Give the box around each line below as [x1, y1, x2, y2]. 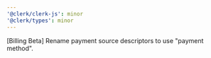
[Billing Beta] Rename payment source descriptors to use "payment [6, 36, 204, 45]
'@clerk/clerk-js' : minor [6, 10, 83, 18]
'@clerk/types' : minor [6, 17, 74, 24]
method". [6, 44, 33, 52]
